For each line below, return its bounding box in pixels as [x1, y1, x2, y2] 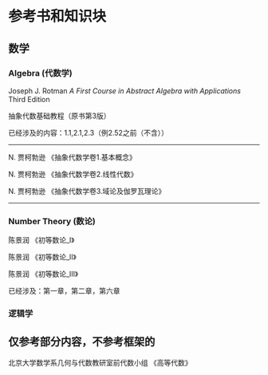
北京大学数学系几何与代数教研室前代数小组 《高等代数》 [8, 357, 192, 367]
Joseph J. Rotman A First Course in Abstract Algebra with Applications [8, 85, 242, 96]
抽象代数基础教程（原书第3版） [8, 111, 111, 120]
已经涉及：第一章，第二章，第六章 [8, 286, 120, 296]
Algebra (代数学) [8, 67, 73, 78]
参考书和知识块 [8, 7, 107, 26]
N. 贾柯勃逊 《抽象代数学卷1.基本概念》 [8, 152, 137, 162]
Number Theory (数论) [8, 215, 96, 227]
